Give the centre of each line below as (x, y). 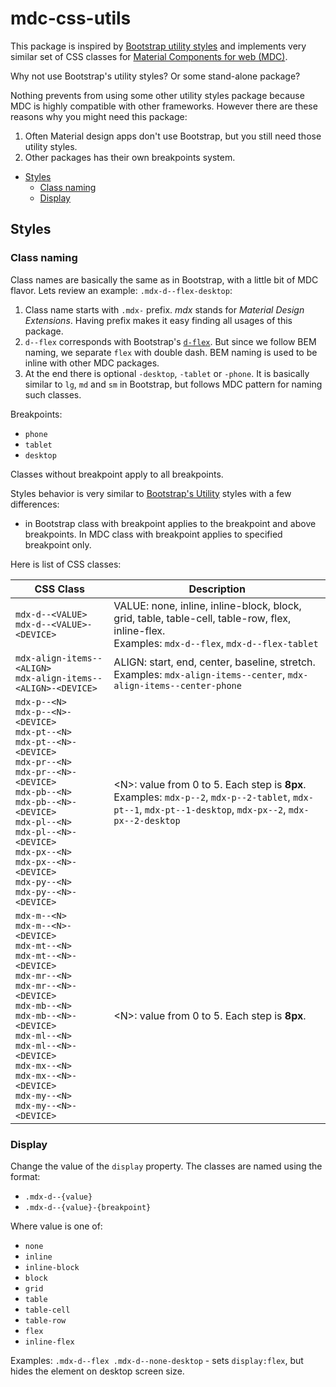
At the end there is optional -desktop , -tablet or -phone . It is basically (167, 373)
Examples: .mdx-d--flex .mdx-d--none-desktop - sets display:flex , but (157, 1360)
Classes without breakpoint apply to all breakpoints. (117, 474)
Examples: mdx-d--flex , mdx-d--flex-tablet (216, 643)
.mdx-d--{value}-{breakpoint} (88, 1207)
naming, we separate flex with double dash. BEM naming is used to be (171, 352)
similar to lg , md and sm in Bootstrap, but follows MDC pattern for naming (173, 384)
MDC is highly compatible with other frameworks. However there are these (164, 106)
